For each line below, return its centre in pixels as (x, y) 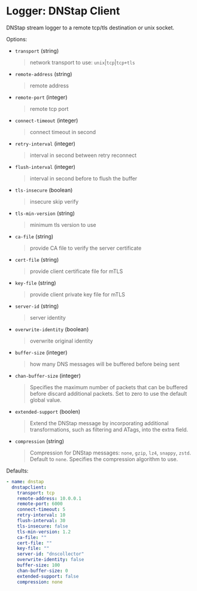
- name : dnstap (25, 481)
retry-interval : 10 (41, 515)
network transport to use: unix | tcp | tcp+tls (83, 62)
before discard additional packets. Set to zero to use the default (108, 393)
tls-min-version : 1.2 (44, 532)
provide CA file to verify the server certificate (86, 248)
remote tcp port (49, 108)
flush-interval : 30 (41, 521)
